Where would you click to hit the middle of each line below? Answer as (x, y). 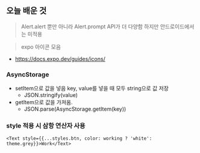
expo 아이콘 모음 (41, 46)
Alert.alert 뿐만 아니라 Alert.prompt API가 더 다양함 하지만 (90, 27)
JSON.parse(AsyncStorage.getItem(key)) (75, 109)
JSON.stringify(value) (51, 95)
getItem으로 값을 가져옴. (44, 102)
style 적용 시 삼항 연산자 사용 (46, 126)
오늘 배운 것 (27, 11)
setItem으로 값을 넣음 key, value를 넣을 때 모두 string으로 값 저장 (92, 89)
